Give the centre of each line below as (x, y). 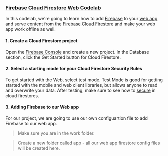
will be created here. (39, 148)
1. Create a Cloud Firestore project (41, 40)
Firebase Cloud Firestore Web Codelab (53, 8)
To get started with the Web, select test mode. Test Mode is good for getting (84, 80)
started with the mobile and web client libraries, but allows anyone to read (81, 85)
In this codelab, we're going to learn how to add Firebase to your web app (81, 19)
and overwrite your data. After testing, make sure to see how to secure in (81, 90)
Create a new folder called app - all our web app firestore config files (89, 143)
